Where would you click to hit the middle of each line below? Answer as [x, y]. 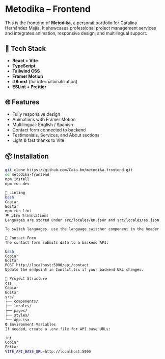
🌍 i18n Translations [27, 216]
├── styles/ [17, 315]
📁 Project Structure [26, 279]
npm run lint [18, 211]
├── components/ [22, 301]
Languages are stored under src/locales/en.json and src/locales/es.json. [83, 220]
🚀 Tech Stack [26, 49]
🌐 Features [22, 102]
